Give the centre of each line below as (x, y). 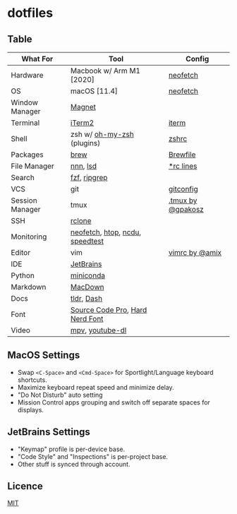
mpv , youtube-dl (98, 330)
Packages (27, 155)
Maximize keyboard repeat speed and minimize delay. (96, 387)
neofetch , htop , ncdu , (106, 232)
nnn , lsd (84, 166)
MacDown (87, 287)
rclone (81, 221)
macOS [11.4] (94, 91)
